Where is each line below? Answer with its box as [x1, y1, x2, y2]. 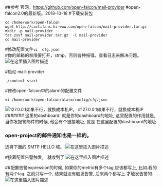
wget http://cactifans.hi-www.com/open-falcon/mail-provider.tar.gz [5, 24, 147, 29]
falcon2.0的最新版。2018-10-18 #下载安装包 [5, 10, 93, 16]
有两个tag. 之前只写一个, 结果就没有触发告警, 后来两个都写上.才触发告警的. [5, 171, 154, 177]
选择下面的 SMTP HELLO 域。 [5, 144, 65, 150]
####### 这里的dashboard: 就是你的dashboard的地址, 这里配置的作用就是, [5, 112, 156, 118]
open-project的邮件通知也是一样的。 [5, 132, 92, 139]
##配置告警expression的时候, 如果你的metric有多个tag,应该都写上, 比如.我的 [5, 165, 157, 170]
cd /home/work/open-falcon [5, 20, 60, 25]
